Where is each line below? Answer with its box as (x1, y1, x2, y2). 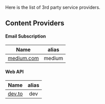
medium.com (8, 54, 39, 61)
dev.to (8, 90, 23, 97)
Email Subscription (5, 33, 46, 39)
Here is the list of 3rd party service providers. (5, 5, 100, 10)
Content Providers (5, 19, 64, 27)
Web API (5, 68, 24, 75)
